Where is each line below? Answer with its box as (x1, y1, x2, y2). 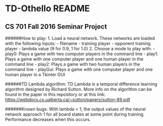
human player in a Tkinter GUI (5, 72, 65, 77)
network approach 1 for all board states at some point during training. (5, 111, 145, 117)
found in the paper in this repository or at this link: (5, 91, 106, 97)
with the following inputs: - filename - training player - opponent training (5, 41, 151, 46)
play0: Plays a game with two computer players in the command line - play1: (5, 51, 159, 57)
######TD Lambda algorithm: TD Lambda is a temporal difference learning (5, 81, 158, 87)
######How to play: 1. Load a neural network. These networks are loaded (5, 35, 155, 41)
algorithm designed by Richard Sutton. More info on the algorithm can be (5, 86, 152, 92)
